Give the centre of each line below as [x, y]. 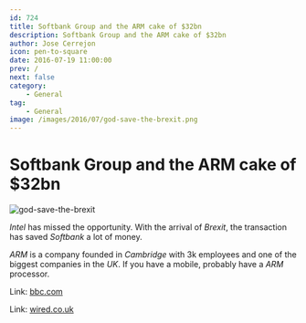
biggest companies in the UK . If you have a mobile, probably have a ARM [147, 265]
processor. [30, 274]
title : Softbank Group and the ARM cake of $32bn [106, 26]
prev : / [24, 69]
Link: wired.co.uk [42, 309]
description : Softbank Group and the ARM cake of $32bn [118, 35]
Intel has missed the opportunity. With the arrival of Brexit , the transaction [148, 227]
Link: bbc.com [37, 292]
